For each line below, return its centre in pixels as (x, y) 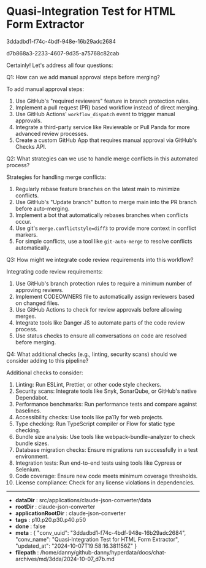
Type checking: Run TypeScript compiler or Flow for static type (95, 424)
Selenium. (28, 469)
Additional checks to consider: (45, 373)
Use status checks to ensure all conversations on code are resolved (101, 336)
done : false (30, 526)
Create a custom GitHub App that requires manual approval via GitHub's (106, 140)
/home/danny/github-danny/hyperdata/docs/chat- (103, 552)
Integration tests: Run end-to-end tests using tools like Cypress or (98, 463)
